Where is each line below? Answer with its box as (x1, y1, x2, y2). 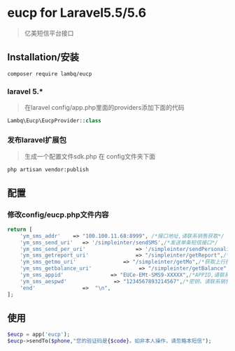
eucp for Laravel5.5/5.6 (7, 5, 147, 21)
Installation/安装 (7, 51, 79, 64)
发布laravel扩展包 (7, 135, 67, 145)
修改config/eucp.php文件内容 (7, 210, 109, 220)
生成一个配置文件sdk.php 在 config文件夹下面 (24, 152, 156, 161)
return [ (7, 226, 33, 233)
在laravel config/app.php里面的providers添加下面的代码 (24, 103, 185, 112)
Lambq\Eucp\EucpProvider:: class (7, 117, 101, 124)
